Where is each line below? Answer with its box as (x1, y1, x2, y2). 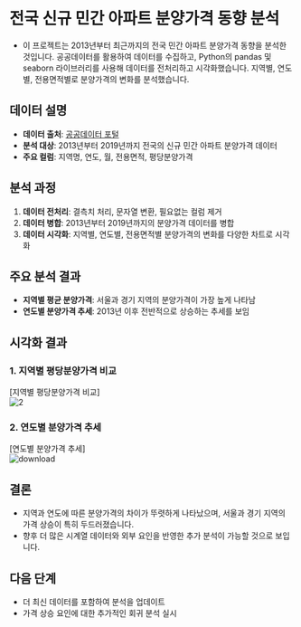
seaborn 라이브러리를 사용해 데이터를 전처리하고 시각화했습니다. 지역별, (22, 62, 276, 73)
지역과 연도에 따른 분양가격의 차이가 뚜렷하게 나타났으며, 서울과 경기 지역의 (22, 508, 287, 518)
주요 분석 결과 (9, 269, 81, 284)
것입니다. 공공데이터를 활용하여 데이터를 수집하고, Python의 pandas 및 (22, 51, 272, 62)
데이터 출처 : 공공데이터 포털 (22, 128, 119, 139)
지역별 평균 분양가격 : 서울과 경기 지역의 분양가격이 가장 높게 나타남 (22, 295, 256, 306)
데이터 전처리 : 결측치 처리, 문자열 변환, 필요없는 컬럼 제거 (22, 205, 222, 217)
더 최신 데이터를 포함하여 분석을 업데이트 (22, 596, 165, 607)
